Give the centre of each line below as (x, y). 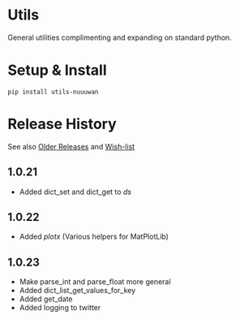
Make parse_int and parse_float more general (95, 282)
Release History (62, 124)
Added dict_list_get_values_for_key (77, 291)
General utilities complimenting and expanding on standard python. (120, 37)
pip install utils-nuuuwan (53, 92)
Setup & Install (57, 70)
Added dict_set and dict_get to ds (75, 192)
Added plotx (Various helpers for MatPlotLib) (94, 236)
